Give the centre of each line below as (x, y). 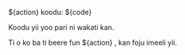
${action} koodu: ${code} (50, 12)
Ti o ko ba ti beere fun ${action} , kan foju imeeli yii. (92, 42)
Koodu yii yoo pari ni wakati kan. (61, 27)
